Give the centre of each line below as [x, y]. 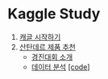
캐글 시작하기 [40, 37]
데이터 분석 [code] [60, 67]
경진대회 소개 [52, 57]
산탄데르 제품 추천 [47, 47]
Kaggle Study [54, 14]
